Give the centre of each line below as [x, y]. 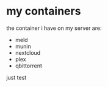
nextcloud [28, 52]
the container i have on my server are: [54, 28]
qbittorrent [29, 66]
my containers [44, 11]
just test [16, 77]
